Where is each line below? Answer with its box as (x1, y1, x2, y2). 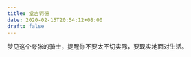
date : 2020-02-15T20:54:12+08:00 (7, 16, 103, 23)
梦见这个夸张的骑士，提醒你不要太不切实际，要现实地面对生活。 (7, 43, 188, 51)
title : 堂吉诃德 (7, 10, 49, 17)
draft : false (7, 23, 45, 30)
